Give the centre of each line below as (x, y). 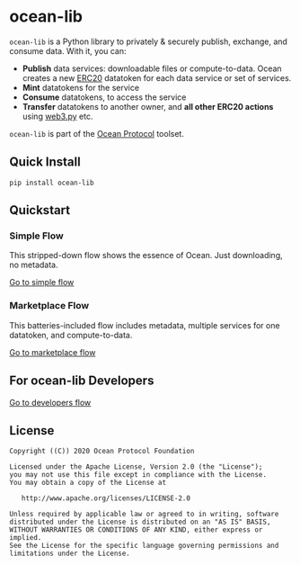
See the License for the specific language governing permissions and (144, 546)
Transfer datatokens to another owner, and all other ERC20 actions (148, 106)
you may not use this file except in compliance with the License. (138, 475)
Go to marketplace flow (53, 352)
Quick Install (45, 162)
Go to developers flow (50, 402)
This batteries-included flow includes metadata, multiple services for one (145, 325)
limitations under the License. (70, 554)
